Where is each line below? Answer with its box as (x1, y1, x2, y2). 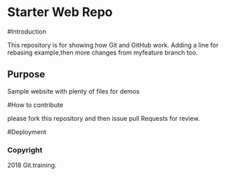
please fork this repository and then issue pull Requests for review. (7, 114, 200, 122)
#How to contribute (7, 101, 64, 109)
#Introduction (7, 27, 47, 36)
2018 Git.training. (7, 161, 57, 170)
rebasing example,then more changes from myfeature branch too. (7, 48, 198, 57)
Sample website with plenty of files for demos (7, 87, 140, 95)
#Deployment (7, 127, 47, 136)
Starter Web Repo (7, 4, 113, 20)
